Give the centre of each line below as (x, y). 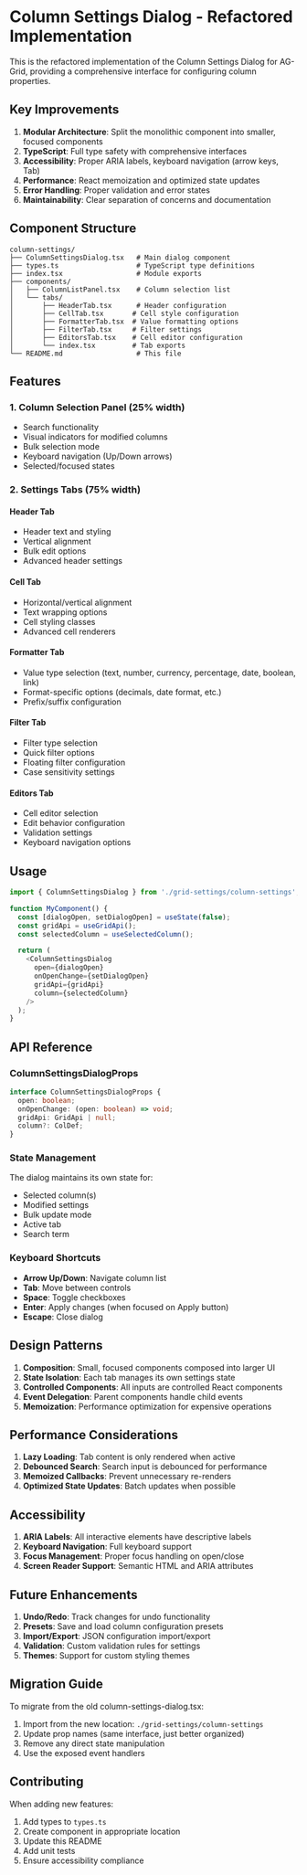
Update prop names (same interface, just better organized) (133, 1733)
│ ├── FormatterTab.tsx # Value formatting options (124, 322)
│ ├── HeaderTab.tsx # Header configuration (118, 305)
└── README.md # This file (95, 354)
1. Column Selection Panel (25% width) (97, 407)
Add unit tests (49, 1850)
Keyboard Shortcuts (55, 1258)
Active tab (42, 1224)
